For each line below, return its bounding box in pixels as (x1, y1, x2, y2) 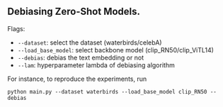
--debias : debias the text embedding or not (17, 53, 144, 62)
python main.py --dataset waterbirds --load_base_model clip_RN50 (7, 88, 207, 95)
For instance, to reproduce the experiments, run (7, 74, 147, 83)
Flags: (7, 24, 25, 33)
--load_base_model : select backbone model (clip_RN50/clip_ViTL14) (17, 45, 215, 54)
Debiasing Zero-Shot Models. (7, 6, 140, 18)
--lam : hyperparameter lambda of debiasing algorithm (17, 60, 175, 69)
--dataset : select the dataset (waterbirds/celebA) (17, 38, 162, 47)
